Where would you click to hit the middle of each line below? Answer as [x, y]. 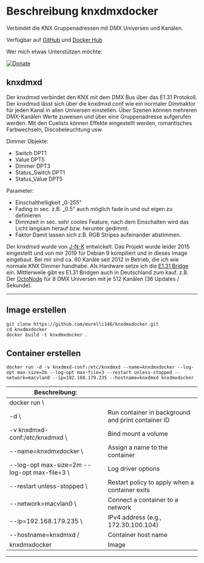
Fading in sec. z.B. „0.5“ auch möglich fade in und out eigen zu [94, 209]
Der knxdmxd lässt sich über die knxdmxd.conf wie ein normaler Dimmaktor [101, 103]
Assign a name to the [138, 447]
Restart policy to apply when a [151, 483]
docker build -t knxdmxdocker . [47, 335]
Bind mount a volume [138, 434]
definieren [28, 215]
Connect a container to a [143, 500]
